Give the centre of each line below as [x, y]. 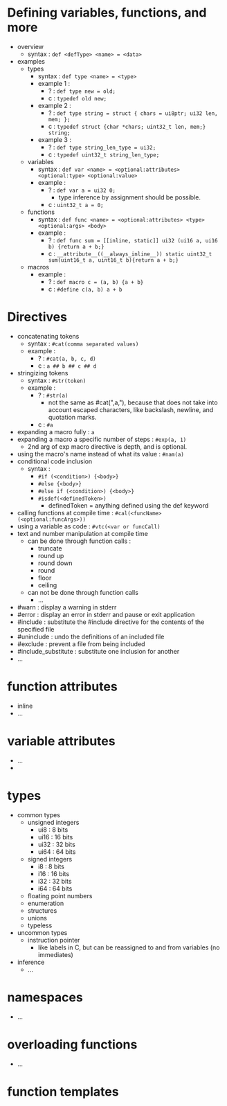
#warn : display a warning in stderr [67, 607]
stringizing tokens [43, 373]
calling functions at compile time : [65, 512]
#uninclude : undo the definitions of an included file [91, 636]
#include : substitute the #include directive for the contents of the [111, 622]
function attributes [62, 687]
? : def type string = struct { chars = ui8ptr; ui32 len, [133, 113]
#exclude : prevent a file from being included [81, 644]
